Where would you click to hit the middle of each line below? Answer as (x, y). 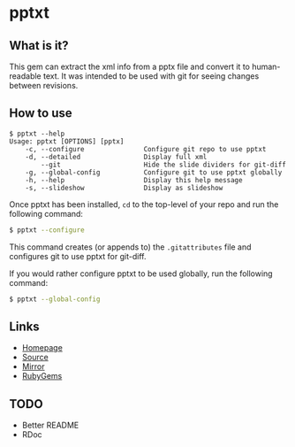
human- (266, 66)
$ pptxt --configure (47, 230)
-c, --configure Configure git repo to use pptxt (146, 149)
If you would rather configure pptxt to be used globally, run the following (141, 274)
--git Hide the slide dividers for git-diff (164, 165)
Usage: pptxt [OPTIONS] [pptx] (67, 141)
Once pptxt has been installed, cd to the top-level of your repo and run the (144, 204)
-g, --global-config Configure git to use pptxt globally (154, 172)
